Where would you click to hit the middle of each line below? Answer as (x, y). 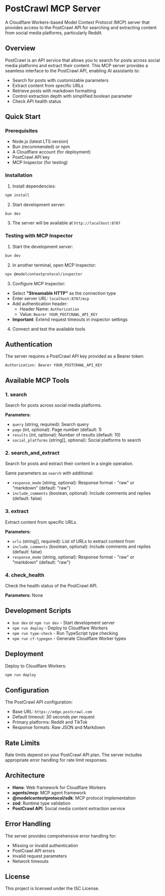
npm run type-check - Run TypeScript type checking (65, 633)
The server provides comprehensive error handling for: (61, 836)
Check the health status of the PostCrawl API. (51, 585)
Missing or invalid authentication (45, 845)
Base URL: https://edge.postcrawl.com (52, 712)
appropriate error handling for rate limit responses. (56, 760)
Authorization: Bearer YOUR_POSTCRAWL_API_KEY (54, 365)
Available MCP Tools (37, 380)
